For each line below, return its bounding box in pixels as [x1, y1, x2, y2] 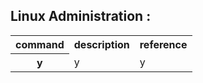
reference [139, 38, 188, 52]
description [73, 38, 130, 52]
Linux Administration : [10, 8, 152, 25]
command [15, 37, 65, 51]
